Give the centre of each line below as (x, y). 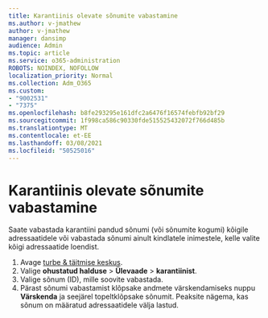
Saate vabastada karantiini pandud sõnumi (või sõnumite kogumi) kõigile (128, 229)
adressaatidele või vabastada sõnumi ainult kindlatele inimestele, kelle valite (134, 238)
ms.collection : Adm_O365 (50, 83)
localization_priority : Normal (61, 76)
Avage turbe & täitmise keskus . (71, 262)
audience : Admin (35, 46)
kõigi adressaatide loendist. (54, 247)
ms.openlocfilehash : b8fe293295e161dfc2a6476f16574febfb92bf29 (117, 114)
